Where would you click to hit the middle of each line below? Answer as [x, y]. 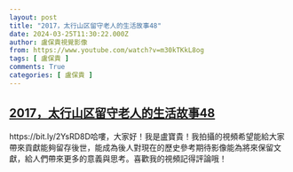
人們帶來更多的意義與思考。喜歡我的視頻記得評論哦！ [130, 158]
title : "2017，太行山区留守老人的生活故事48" [85, 26]
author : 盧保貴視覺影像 [48, 42]
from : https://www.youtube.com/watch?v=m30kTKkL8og [107, 51]
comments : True [37, 67]
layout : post [33, 17]
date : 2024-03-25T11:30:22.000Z [69, 34]
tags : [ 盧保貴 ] [39, 59]
